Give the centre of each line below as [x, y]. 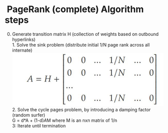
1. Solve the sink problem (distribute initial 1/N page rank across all [81, 45]
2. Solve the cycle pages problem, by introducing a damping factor [81, 109]
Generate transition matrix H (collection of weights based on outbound [85, 34]
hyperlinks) [24, 39]
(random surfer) [29, 115]
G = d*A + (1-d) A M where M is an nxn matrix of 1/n [64, 120]
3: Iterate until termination [39, 125]
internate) [22, 50]
